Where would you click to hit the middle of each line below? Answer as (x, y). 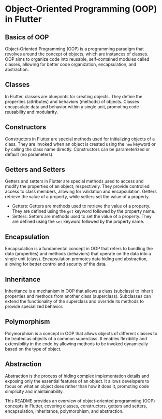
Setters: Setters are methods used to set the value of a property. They (82, 217)
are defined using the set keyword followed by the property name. (78, 221)
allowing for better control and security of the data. (56, 264)
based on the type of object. (33, 349)
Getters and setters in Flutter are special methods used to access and (74, 181)
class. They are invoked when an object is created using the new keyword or (80, 144)
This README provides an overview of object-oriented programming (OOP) (80, 401)
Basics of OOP (27, 37)
